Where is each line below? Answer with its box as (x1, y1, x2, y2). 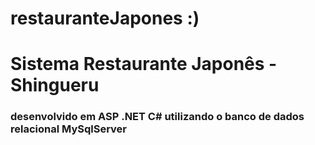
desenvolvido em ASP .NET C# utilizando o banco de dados (10, 110, 305, 124)
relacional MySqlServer (10, 122, 128, 136)
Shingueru (10, 74, 100, 97)
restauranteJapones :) (10, 7, 200, 30)
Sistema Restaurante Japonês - (10, 53, 278, 76)
